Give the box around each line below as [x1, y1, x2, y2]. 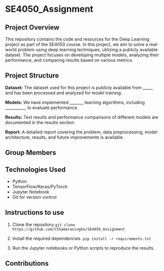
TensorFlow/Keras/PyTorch [12, 184, 68, 190]
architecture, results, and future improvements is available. [5, 134, 125, 140]
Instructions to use [5, 208, 65, 217]
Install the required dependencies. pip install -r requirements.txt [12, 235, 152, 241]
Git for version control [12, 194, 57, 200]
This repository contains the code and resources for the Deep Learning [5, 36, 150, 42]
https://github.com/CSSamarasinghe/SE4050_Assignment [12, 227, 125, 232]
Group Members [5, 149, 57, 157]
